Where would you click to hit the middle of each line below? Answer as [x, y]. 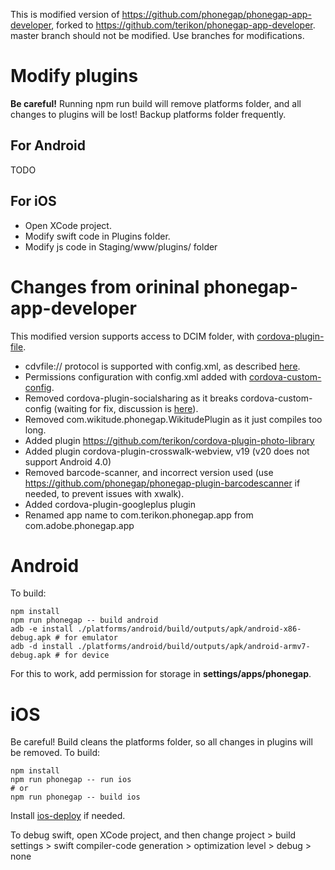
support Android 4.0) [68, 461]
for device [86, 655]
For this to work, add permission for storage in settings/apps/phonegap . [161, 674]
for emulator [90, 638]
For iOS [33, 201]
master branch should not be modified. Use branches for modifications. [157, 35]
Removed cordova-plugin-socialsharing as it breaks [131, 398]
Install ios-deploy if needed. [68, 816]
